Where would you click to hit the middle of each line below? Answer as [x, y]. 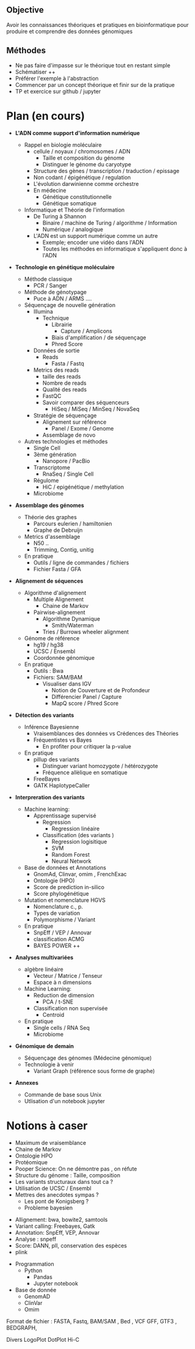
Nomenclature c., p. [58, 906]
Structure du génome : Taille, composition [68, 1175]
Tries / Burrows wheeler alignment [86, 632]
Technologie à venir [49, 1064]
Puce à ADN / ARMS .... [63, 298]
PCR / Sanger [50, 285]
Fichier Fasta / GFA [57, 569]
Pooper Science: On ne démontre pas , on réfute [76, 1169]
